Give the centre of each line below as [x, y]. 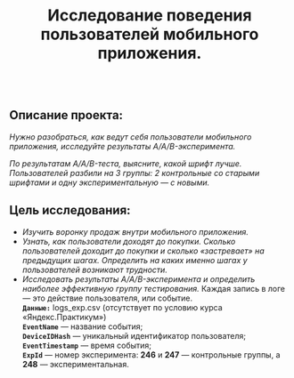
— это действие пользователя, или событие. [107, 298]
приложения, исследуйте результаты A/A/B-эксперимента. [122, 146]
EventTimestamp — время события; [87, 345]
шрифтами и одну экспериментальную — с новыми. [110, 182]
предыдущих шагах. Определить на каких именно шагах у [135, 260]
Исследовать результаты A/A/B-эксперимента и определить [139, 279]
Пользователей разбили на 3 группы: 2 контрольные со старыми [135, 173]
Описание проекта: [66, 115]
